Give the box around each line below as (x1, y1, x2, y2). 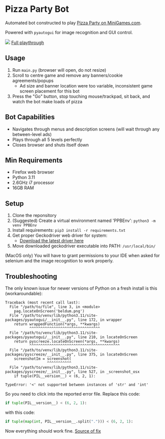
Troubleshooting (5, 272, 58, 280)
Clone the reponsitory (12, 213, 57, 219)
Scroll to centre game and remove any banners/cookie (12, 72, 123, 78)
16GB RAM (12, 185, 34, 191)
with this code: (5, 409, 35, 415)
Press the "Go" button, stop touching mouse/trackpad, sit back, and (12, 93, 150, 99)
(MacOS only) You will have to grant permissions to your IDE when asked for (5, 253, 160, 259)
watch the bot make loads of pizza (12, 98, 83, 104)
